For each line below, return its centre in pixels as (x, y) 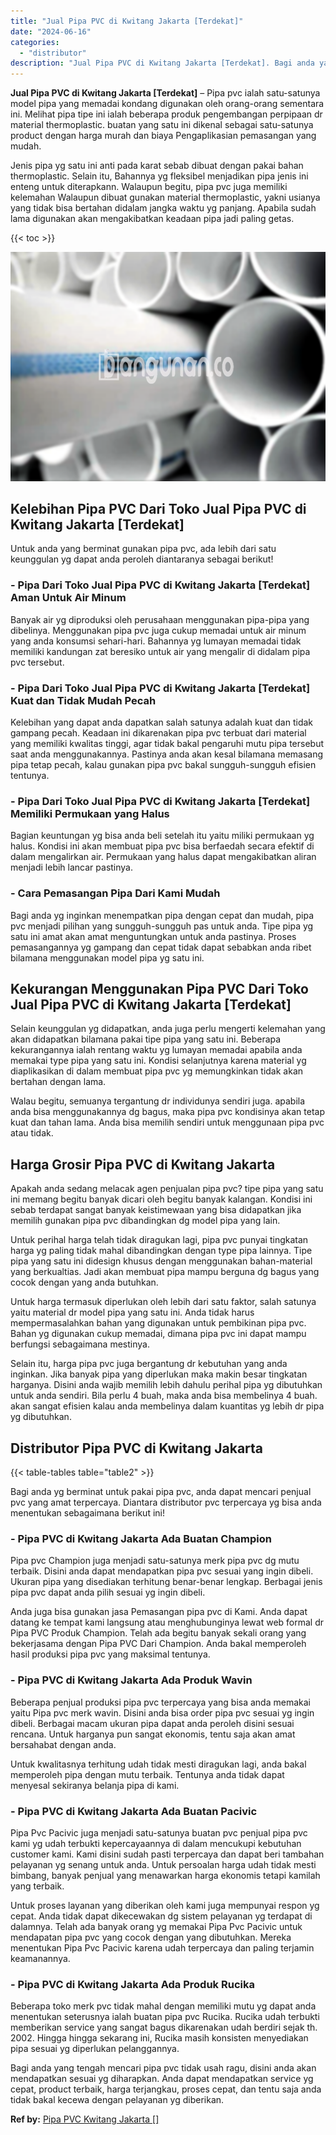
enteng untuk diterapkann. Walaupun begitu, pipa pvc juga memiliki (149, 187)
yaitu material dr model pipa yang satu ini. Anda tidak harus (132, 1312)
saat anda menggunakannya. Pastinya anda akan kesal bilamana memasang (167, 754)
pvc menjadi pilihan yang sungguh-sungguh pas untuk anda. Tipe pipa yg (162, 926)
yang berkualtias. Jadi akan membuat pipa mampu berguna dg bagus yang (165, 1272)
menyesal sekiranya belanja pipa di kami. (95, 1785)
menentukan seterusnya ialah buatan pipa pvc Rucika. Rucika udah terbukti (165, 2017)
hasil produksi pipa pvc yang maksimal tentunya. (110, 1654)
